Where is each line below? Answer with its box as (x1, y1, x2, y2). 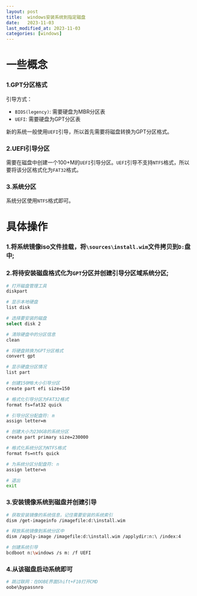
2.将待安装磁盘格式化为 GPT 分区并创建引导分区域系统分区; (6, 269, 169, 278)
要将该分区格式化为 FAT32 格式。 (6, 166, 82, 173)
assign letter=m (6, 418, 46, 424)
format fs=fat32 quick (6, 401, 62, 408)
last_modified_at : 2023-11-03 (6, 25, 81, 31)
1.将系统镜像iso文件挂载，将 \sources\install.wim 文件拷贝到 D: (6, 243, 185, 251)
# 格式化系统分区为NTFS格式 (6, 445, 66, 451)
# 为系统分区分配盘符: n (6, 461, 59, 467)
